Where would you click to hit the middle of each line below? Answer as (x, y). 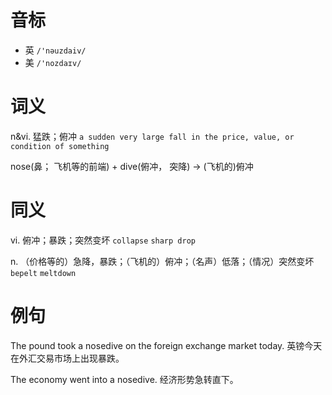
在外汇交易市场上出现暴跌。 (67, 358)
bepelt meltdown (43, 273)
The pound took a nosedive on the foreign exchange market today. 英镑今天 (166, 345)
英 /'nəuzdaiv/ (55, 50)
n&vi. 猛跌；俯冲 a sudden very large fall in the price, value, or (152, 136)
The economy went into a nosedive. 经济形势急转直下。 (124, 379)
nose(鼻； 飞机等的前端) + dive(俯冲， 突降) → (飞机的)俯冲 (132, 166)
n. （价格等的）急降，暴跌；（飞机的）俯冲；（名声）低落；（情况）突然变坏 (162, 261)
